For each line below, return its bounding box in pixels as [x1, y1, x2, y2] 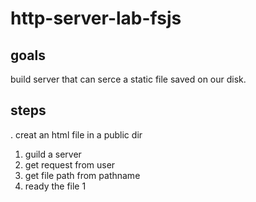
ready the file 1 [24, 180, 87, 192]
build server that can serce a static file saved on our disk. [10, 73, 247, 85]
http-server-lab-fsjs [10, 7, 182, 30]
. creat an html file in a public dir [10, 128, 143, 141]
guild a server [24, 148, 82, 160]
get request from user [24, 158, 116, 171]
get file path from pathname [24, 169, 141, 181]
